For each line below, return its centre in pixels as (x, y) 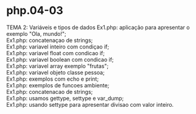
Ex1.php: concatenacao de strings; (50, 92)
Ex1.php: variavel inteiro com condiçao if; (58, 47)
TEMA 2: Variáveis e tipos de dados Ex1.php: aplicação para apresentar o (98, 27)
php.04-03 (35, 11)
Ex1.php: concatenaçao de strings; (50, 40)
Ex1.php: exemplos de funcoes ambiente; (58, 85)
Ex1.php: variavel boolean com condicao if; (60, 59)
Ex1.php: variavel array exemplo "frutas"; (58, 66)
